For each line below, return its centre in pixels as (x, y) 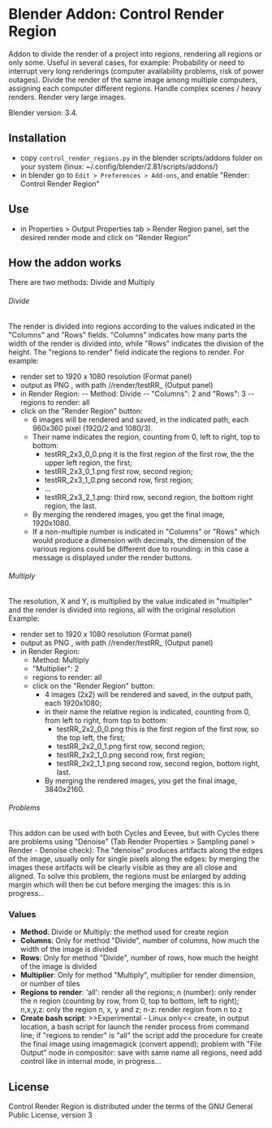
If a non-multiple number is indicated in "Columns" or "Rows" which (146, 532)
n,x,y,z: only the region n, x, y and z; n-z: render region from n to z (131, 1010)
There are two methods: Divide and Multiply (82, 282)
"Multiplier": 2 (56, 668)
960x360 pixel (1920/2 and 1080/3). (93, 428)
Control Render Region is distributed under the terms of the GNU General (131, 1106)
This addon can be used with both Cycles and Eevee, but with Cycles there (134, 833)
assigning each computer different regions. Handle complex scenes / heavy (135, 88)
